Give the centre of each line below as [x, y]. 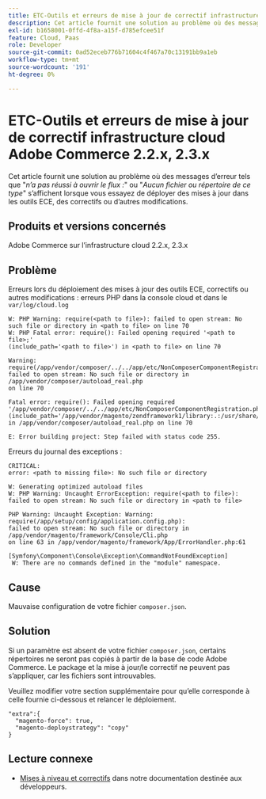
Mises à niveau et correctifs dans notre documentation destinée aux [131, 778]
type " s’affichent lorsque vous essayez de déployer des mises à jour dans [129, 193]
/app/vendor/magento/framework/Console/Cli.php [88, 535]
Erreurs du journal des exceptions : [65, 451]
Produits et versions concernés [87, 226]
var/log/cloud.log [38, 306]
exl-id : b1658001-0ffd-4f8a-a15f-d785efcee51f [86, 30]
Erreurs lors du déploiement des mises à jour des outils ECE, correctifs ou [129, 289]
